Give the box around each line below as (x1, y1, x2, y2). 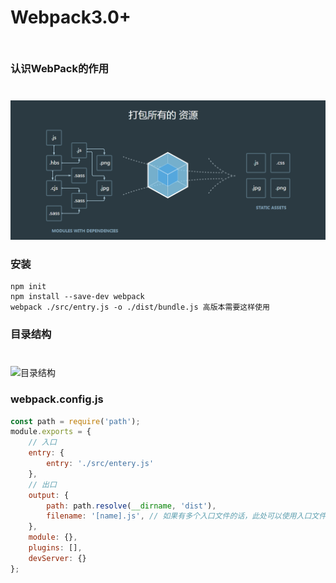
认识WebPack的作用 (10, 61, 110, 75)
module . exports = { (10, 427, 92, 437)
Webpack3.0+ (10, 6, 132, 29)
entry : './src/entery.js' (46, 459, 155, 469)
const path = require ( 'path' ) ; (10, 416, 141, 426)
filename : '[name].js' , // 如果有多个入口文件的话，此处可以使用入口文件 (46, 511, 327, 521)
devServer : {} (28, 553, 87, 563)
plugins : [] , (28, 543, 83, 553)
